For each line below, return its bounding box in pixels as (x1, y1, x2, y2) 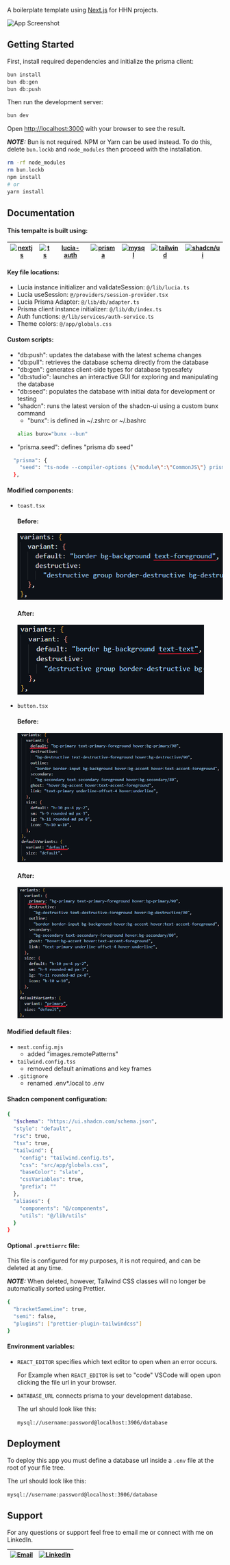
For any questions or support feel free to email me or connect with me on (7, 1528, 214, 1536)
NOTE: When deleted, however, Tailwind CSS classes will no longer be (7, 1277, 206, 1285)
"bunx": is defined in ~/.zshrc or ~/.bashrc (27, 416, 146, 425)
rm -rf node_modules (7, 159, 66, 167)
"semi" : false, (13, 1313, 57, 1320)
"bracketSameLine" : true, (13, 1306, 88, 1313)
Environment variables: (7, 1342, 75, 1350)
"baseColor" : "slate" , (19, 1169, 84, 1175)
